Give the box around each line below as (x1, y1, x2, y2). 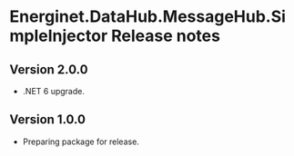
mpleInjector (9, 25, 108, 46)
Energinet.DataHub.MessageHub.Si (9, 6, 287, 27)
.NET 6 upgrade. (22, 86, 85, 96)
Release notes (110, 25, 221, 46)
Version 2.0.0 (9, 62, 88, 77)
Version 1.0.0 (9, 112, 86, 128)
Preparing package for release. (22, 136, 139, 147)
